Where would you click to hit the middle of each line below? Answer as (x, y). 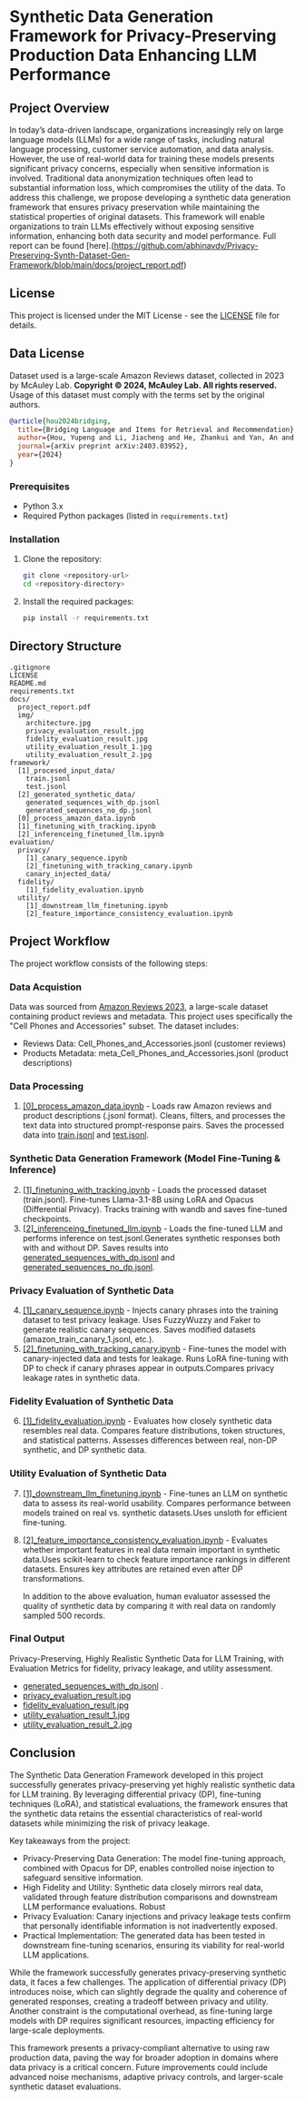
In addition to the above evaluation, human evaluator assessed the (146, 1596)
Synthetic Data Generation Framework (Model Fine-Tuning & (145, 1159)
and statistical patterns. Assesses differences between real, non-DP (150, 1440)
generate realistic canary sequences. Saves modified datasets (139, 1329)
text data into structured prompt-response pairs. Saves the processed (153, 1125)
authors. (25, 404)
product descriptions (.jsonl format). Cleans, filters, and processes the (154, 1116)
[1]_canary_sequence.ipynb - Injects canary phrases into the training (150, 1310)
